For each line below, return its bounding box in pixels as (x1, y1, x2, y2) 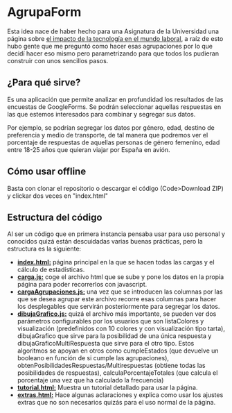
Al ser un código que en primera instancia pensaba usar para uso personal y (7, 230, 225, 238)
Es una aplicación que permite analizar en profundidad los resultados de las (7, 95, 224, 103)
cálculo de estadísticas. (17, 265, 85, 274)
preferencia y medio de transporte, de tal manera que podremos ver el (7, 130, 208, 139)
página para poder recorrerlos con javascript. (17, 280, 148, 289)
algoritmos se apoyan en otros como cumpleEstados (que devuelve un (17, 346, 220, 355)
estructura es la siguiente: (7, 244, 82, 253)
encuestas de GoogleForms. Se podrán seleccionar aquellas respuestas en (7, 102, 222, 111)
